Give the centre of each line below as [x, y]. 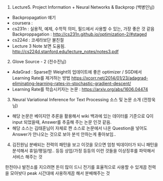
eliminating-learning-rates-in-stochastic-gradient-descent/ [71, 83]
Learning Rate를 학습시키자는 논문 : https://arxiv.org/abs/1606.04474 [80, 89]
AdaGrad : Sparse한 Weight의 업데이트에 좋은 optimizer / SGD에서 [77, 72]
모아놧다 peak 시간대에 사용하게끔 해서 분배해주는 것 [60, 173]
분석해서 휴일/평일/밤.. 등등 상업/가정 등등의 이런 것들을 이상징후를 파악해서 [83, 151]
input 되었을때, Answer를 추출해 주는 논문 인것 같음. [62, 122]
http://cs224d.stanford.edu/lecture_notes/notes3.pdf [65, 52]
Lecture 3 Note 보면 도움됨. [39, 46]
